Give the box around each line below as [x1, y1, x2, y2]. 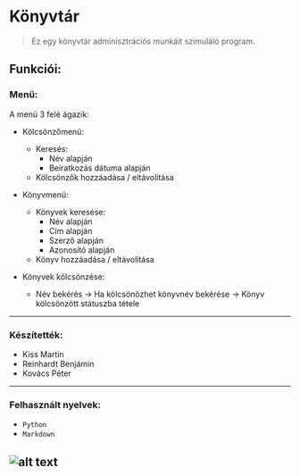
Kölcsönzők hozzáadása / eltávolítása [35, 171, 174, 182]
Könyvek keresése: [35, 206, 106, 217]
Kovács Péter [21, 368, 71, 379]
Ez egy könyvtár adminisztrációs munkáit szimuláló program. [30, 36, 255, 46]
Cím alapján [48, 225, 93, 236]
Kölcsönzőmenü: [21, 126, 85, 137]
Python [21, 421, 47, 430]
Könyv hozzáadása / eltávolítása [35, 254, 154, 264]
